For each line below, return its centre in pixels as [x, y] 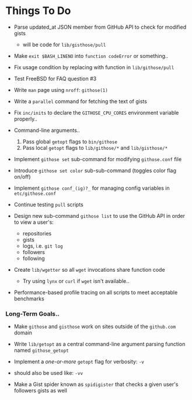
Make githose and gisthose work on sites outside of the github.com [95, 327]
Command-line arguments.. [47, 130]
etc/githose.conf [35, 194]
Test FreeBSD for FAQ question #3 [55, 78]
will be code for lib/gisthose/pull [64, 45]
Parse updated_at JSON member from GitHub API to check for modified [100, 27]
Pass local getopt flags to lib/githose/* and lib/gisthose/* [95, 148]
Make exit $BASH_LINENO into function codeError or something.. [91, 56]
